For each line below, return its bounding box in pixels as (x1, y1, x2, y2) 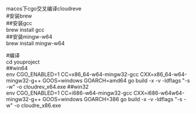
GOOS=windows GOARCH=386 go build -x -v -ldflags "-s (42, 96, 182, 102)
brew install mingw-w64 (6, 40, 65, 47)
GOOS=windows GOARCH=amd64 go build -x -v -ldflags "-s (42, 77, 190, 84)
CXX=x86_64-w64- (140, 71, 187, 78)
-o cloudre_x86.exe (14, 102, 61, 109)
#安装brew (6, 12, 32, 19)
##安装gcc (6, 20, 32, 26)
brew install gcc (6, 26, 45, 33)
